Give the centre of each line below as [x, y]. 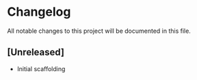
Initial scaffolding [41, 68]
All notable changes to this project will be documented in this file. [99, 31]
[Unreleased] [36, 52]
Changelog [39, 12]
